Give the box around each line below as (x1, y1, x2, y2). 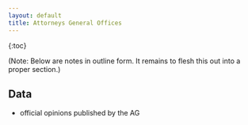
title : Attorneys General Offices (8, 19, 123, 27)
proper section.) (8, 64, 61, 74)
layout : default (8, 11, 62, 20)
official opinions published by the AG (19, 108, 140, 118)
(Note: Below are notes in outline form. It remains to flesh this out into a (8, 56, 241, 66)
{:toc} (8, 40, 27, 50)
